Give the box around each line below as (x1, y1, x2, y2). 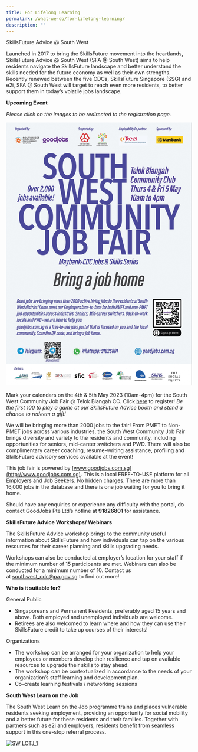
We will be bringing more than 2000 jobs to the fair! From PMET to (6, 422, 167, 429)
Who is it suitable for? (6, 584, 61, 591)
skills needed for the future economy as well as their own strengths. (6, 69, 171, 76)
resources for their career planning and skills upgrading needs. (6, 543, 159, 550)
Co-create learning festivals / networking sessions (14, 681, 137, 688)
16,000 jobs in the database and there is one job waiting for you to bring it (6, 483, 185, 491)
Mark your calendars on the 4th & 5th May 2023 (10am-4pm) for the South (6, 391, 187, 398)
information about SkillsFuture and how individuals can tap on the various (6, 537, 184, 544)
